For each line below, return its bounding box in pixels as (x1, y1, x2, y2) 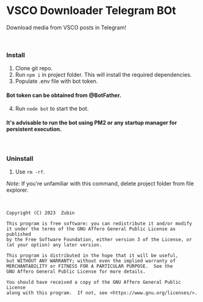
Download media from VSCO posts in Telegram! (6, 24, 127, 31)
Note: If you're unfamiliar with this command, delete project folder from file (6, 180, 194, 187)
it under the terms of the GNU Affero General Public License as (6, 226, 176, 232)
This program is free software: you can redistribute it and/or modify (6, 220, 192, 226)
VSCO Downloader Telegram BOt (6, 4, 177, 18)
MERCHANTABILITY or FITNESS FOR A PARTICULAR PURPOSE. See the (6, 263, 173, 269)
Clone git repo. (15, 65, 53, 72)
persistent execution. (6, 125, 62, 133)
